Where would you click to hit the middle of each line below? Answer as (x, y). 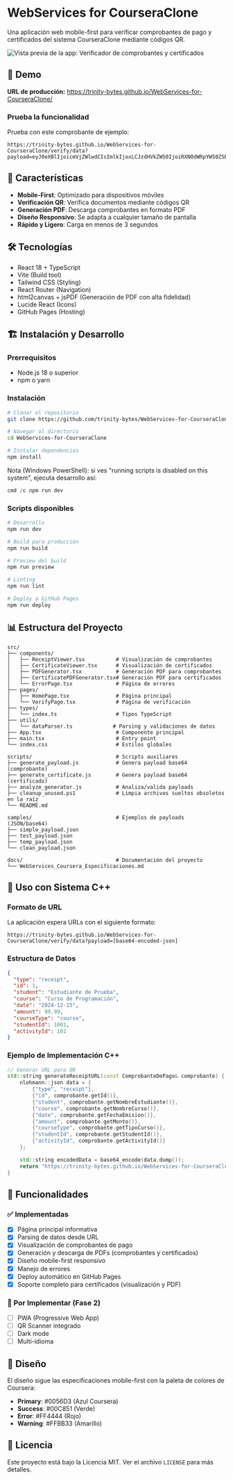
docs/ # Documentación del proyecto (105, 860)
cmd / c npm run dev (35, 490)
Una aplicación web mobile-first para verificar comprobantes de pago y (110, 32)
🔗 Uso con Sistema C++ (59, 888)
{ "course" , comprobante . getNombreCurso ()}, (96, 1109)
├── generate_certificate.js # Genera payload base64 (97, 775)
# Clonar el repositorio (43, 412)
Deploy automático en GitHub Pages (69, 1276)
